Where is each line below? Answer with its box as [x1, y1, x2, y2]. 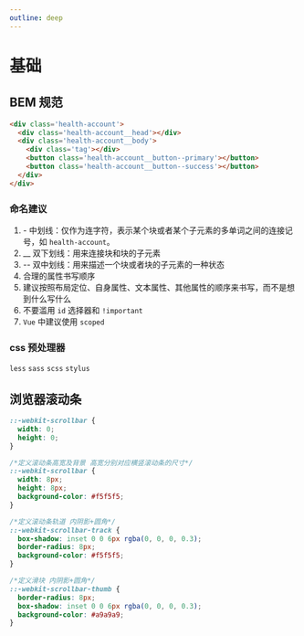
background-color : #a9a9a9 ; [17, 609, 125, 620]
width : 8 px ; [17, 475, 64, 484]
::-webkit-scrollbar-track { [9, 525, 121, 535]
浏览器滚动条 [9, 391, 82, 407]
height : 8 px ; [17, 483, 68, 493]
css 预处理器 [9, 341, 66, 354]
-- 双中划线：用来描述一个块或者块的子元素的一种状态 [22, 259, 225, 270]
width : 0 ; [17, 424, 55, 434]
